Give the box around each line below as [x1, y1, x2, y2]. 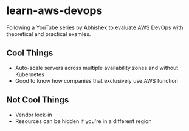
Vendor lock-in [15, 111, 53, 118]
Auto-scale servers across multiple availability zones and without [15, 64, 179, 71]
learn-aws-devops [6, 4, 103, 18]
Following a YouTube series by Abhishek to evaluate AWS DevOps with [6, 24, 184, 31]
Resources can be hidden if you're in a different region [15, 117, 152, 125]
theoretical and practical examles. [6, 30, 91, 37]
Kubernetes [15, 71, 44, 78]
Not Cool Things [6, 95, 69, 105]
